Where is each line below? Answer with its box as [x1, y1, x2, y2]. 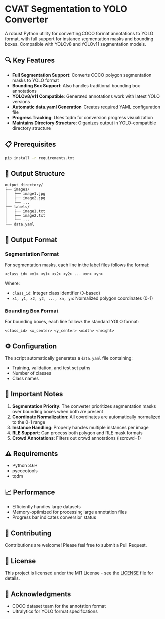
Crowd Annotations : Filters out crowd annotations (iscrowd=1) [12, 435, 141, 441]
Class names [12, 375, 39, 382]
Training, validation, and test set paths [12, 365, 91, 371]
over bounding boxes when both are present [12, 408, 103, 414]
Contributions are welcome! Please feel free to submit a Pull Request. [5, 542, 147, 548]
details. [5, 575, 20, 581]
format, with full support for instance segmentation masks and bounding [5, 36, 154, 42]
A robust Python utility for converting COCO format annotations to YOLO [5, 30, 153, 36]
